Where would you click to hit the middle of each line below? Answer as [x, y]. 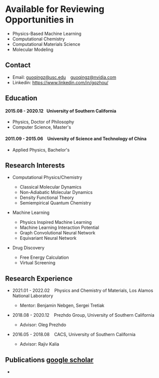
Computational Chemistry [39, 39]
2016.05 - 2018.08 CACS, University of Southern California [74, 335]
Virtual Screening [38, 263]
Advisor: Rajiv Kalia [40, 344]
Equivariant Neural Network [48, 238]
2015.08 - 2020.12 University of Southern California [61, 111]
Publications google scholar [49, 360]
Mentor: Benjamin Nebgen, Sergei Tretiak [62, 306]
